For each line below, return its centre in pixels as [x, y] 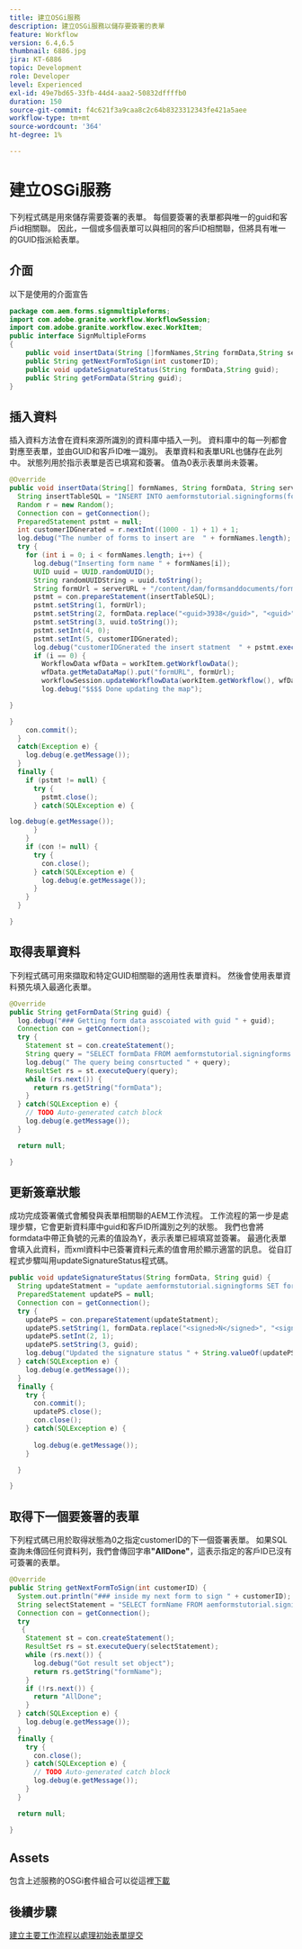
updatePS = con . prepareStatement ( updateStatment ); [122, 1320]
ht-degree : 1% [36, 135]
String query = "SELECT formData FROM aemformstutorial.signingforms [159, 1054]
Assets [29, 1858]
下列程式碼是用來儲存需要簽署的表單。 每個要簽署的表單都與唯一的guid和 [145, 216]
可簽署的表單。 [37, 1562]
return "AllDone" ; [67, 1697]
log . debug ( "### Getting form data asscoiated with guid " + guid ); [147, 1020]
